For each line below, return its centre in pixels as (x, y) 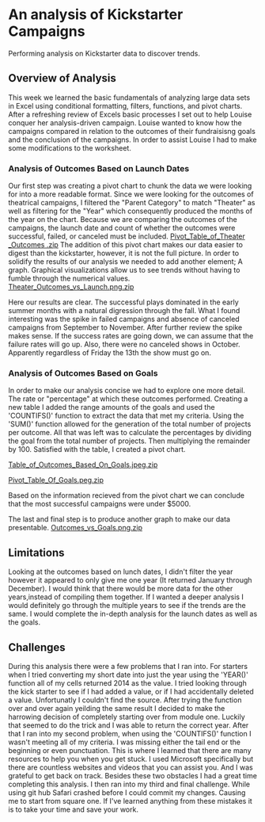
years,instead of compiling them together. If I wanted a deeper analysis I (126, 597)
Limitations (36, 552)
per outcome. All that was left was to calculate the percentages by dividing (130, 433)
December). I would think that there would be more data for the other (121, 589)
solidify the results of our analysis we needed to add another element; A (125, 262)
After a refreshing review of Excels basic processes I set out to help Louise (130, 114)
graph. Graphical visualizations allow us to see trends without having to (124, 270)
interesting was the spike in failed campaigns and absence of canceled (124, 319)
